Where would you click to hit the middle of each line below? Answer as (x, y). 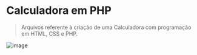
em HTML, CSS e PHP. (49, 33)
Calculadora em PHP (59, 11)
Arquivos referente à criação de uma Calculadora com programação (106, 27)
